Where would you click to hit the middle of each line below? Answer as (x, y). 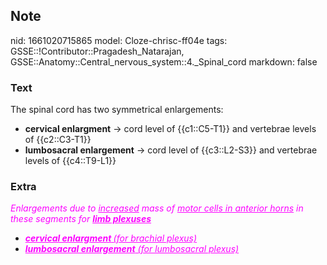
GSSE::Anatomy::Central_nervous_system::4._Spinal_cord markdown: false (164, 61)
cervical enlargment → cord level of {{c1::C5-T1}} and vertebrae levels (170, 129)
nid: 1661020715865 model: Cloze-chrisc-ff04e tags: (119, 40)
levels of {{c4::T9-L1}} (70, 161)
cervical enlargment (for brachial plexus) (111, 238)
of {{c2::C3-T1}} (58, 140)
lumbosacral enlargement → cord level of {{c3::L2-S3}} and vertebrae (171, 150)
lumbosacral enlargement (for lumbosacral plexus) (132, 249)
